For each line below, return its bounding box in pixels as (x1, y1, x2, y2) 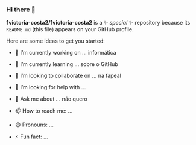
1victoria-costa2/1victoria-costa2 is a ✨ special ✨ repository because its (6, 19, 191, 26)
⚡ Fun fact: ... (14, 133, 48, 140)
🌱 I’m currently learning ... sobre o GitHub (14, 61, 119, 68)
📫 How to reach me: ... (14, 107, 73, 114)
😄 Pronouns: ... (14, 121, 54, 128)
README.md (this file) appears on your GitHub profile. (6, 26, 134, 33)
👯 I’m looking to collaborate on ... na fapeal (14, 72, 122, 80)
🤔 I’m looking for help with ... (14, 84, 86, 91)
